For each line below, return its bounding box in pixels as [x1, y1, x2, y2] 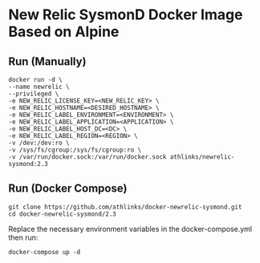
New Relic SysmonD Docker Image [8, 6, 243, 24]
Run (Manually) [8, 55, 87, 68]
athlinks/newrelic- [169, 153, 235, 161]
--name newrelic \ [8, 83, 70, 91]
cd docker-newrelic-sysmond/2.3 [8, 210, 116, 218]
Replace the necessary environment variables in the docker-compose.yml [8, 224, 253, 233]
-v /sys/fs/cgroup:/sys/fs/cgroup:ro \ [8, 146, 142, 154]
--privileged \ [8, 90, 59, 98]
